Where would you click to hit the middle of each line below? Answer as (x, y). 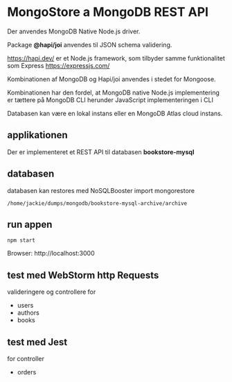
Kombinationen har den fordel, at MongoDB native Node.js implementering (114, 92)
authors (28, 313)
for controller (26, 359)
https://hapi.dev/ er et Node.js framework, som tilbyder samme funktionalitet (116, 58)
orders (27, 372)
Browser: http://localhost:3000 (51, 254)
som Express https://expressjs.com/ (59, 65)
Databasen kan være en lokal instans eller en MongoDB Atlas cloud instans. (115, 113)
